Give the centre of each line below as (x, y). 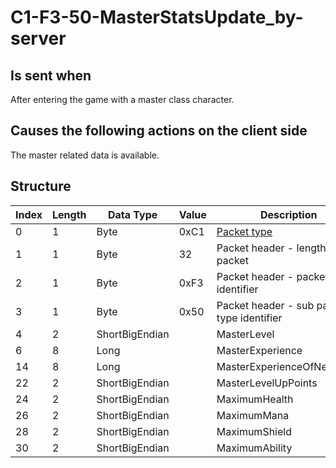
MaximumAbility (254, 448)
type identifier (249, 318)
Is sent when (51, 75)
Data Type (132, 214)
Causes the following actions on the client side (159, 131)
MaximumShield (254, 431)
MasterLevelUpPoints (267, 383)
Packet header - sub (265, 305)
